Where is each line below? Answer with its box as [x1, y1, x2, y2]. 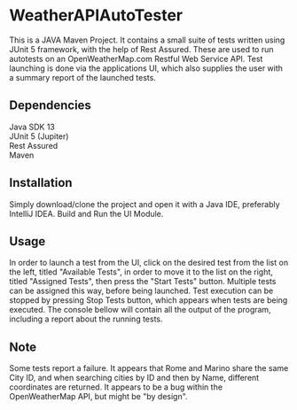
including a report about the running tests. [9, 313, 163, 324]
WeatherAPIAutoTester [9, 5, 184, 26]
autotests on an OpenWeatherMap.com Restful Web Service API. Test [9, 53, 263, 64]
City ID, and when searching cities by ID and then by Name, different [9, 373, 260, 383]
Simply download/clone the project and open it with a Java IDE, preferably [9, 198, 281, 209]
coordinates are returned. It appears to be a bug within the [9, 382, 223, 392]
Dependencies [9, 98, 91, 113]
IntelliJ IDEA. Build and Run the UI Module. [9, 208, 164, 219]
